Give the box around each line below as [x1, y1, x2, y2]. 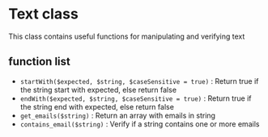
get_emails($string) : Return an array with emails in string [19, 110, 216, 120]
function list [8, 55, 71, 68]
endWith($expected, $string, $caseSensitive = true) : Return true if [19, 93, 252, 103]
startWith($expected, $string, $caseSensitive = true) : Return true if [19, 76, 259, 85]
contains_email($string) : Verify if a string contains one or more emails [19, 118, 260, 129]
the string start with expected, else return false [19, 85, 177, 94]
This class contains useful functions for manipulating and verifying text [8, 31, 245, 41]
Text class [8, 5, 79, 23]
